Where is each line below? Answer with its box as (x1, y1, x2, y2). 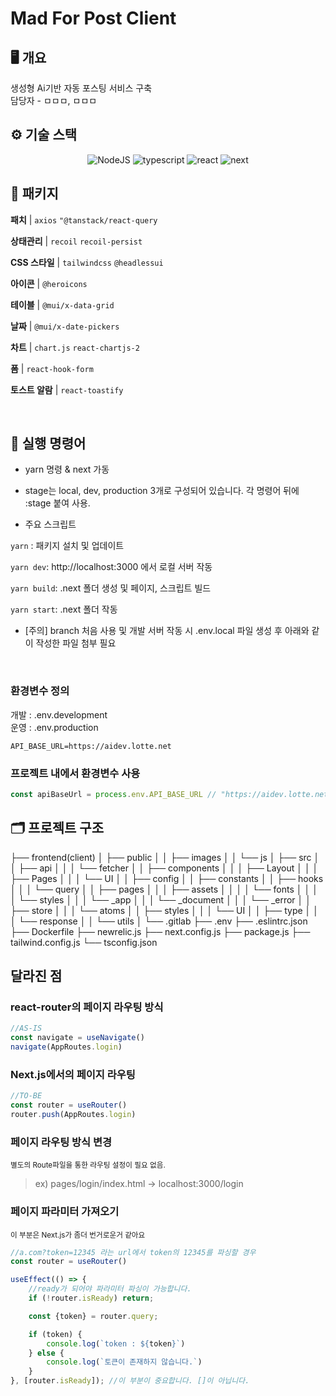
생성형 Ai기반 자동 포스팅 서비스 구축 (10, 82, 153, 94)
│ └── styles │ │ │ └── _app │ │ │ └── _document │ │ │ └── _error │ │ (10, 893, 312, 906)
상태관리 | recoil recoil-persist (10, 235, 143, 247)
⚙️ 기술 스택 (10, 127, 78, 144)
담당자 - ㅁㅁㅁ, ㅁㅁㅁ (10, 95, 98, 106)
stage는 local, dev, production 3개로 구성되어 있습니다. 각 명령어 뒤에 (24, 485, 300, 497)
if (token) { (28, 1329, 83, 1339)
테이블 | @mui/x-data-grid (10, 298, 115, 311)
